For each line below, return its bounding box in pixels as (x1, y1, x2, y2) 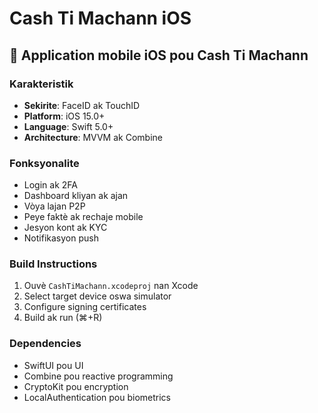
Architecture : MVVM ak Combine (23, 131, 163, 143)
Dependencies (9, 337, 82, 351)
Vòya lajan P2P (23, 200, 86, 212)
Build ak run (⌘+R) (23, 312, 103, 324)
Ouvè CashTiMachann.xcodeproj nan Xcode (23, 280, 199, 292)
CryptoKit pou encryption (23, 380, 129, 392)
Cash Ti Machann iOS (9, 7, 192, 30)
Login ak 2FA (23, 179, 78, 191)
